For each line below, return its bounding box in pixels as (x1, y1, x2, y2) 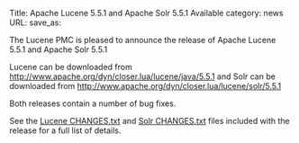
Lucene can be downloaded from (9, 62, 132, 72)
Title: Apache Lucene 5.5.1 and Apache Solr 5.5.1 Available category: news (9, 8, 284, 18)
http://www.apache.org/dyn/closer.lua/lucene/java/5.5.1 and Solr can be (9, 71, 276, 82)
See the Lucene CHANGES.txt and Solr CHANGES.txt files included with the (9, 116, 290, 126)
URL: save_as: (9, 17, 61, 28)
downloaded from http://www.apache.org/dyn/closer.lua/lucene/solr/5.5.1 (9, 81, 282, 91)
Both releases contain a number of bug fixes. (9, 98, 177, 109)
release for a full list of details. (9, 125, 122, 136)
